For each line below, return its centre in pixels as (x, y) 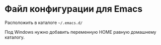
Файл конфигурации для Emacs (74, 9)
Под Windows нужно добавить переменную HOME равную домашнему (80, 32)
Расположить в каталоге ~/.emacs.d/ (44, 22)
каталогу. (15, 37)
